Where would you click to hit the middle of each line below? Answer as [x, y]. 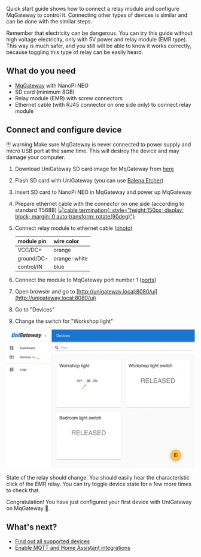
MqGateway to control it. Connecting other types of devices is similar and [97, 15]
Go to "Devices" [35, 310]
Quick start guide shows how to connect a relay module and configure [93, 9]
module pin [32, 241]
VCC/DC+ [30, 250]
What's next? [32, 527]
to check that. [23, 490]
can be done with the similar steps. [49, 21]
